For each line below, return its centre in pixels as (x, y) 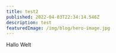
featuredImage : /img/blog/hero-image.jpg (58, 28)
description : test (29, 22)
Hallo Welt (19, 45)
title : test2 (22, 11)
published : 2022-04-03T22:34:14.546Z (53, 17)
